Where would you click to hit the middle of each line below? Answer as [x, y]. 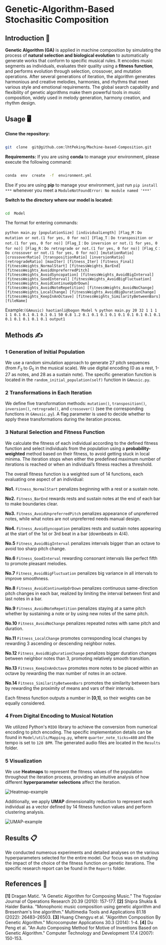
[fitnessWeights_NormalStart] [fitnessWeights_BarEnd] [63, 266]
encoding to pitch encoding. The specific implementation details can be [78, 732]
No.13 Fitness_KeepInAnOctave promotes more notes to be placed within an [82, 668]
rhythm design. [21, 103]
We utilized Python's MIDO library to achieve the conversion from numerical [81, 727]
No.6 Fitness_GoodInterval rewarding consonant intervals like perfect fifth [81, 558]
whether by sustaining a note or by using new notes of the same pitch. [77, 614]
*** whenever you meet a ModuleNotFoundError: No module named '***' [79, 190]
